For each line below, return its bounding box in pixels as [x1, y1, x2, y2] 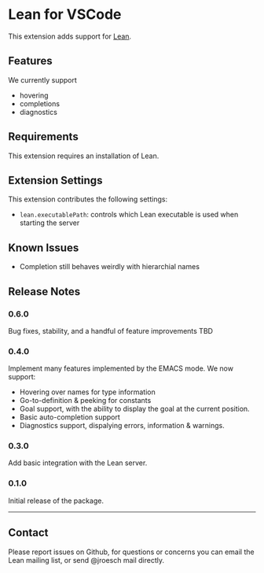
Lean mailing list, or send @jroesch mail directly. [8, 555, 165, 564]
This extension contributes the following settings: [8, 194, 167, 204]
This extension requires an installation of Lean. [8, 151, 159, 161]
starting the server [19, 218, 80, 227]
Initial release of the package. [8, 496, 104, 505]
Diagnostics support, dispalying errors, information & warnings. [19, 421, 225, 431]
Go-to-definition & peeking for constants [19, 396, 152, 405]
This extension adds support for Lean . [8, 31, 132, 41]
